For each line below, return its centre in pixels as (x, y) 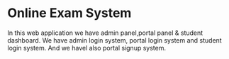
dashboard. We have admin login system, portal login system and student (114, 40)
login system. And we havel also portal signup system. (87, 48)
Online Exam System (69, 13)
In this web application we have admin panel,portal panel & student (105, 33)
